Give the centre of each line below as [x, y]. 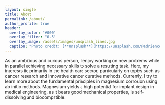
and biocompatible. [46, 97]
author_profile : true [27, 23]
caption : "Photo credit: [35, 46]
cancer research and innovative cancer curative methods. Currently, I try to [81, 76]
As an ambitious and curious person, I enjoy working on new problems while [82, 60]
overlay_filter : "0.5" [33, 37]
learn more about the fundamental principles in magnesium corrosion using [81, 81]
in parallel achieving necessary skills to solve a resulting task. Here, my [77, 66]
